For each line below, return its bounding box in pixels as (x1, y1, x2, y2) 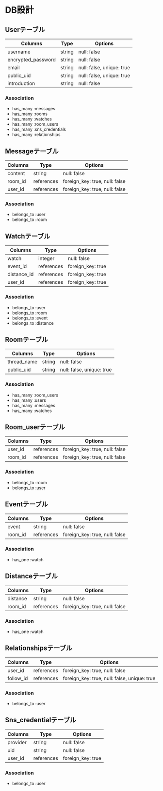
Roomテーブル (5, 335, 49, 344)
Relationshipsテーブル (5, 644, 73, 653)
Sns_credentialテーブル (5, 716, 77, 724)
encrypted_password (7, 57, 56, 63)
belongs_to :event (12, 315, 48, 321)
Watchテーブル (5, 232, 50, 240)
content (7, 170, 25, 177)
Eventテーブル (5, 500, 48, 509)
